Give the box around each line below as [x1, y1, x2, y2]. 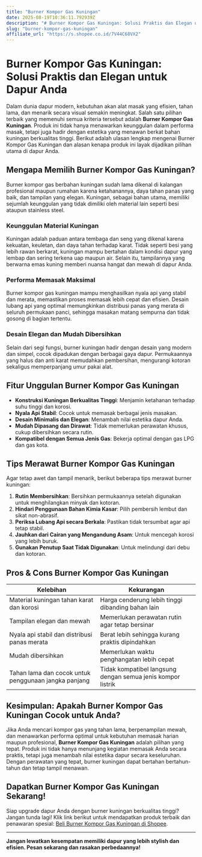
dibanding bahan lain [100, 603, 159, 612]
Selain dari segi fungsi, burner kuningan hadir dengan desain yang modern [6, 344, 192, 351]
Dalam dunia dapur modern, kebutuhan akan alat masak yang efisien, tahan [6, 103, 194, 110]
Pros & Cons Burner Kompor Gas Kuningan [6, 567, 169, 578]
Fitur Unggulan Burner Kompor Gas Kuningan [6, 381, 179, 391]
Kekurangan [128, 585, 165, 594]
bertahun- [165, 758, 191, 765]
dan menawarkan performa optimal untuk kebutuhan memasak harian [6, 732, 179, 740]
